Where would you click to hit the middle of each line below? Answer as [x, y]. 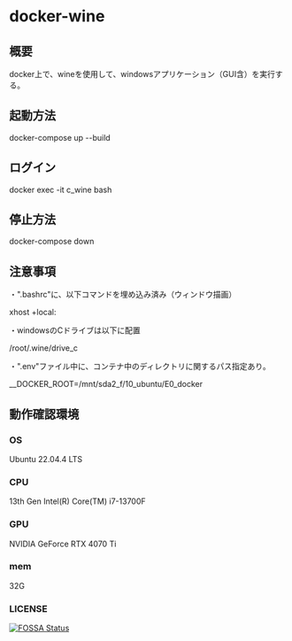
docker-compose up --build [60, 137]
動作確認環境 [44, 414]
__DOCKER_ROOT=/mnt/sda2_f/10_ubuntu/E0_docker [106, 384]
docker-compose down [52, 242]
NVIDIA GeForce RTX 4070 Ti [63, 544]
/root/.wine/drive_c [43, 348]
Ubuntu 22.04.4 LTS [46, 459]
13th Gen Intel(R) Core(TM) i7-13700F [77, 501]
